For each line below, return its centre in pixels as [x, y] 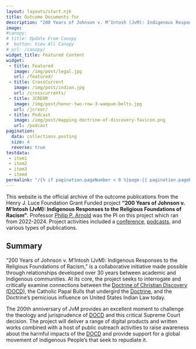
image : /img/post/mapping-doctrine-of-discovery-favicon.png [90, 120]
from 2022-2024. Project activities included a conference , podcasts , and [94, 221]
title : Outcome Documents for [43, 17]
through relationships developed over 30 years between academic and [91, 272]
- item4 [18, 175]
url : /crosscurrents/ [40, 93]
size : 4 [21, 142]
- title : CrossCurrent [36, 82]
